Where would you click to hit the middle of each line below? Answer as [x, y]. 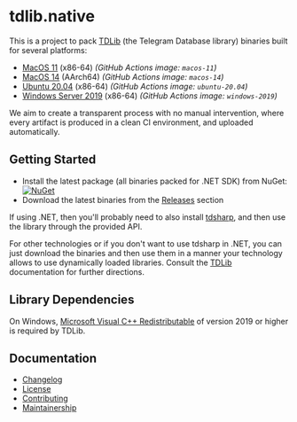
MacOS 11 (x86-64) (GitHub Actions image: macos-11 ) [119, 67]
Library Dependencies [72, 300]
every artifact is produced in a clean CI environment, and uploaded [131, 122]
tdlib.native [52, 16]
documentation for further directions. [77, 271]
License [36, 389]
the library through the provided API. [76, 226]
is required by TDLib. [47, 331]
